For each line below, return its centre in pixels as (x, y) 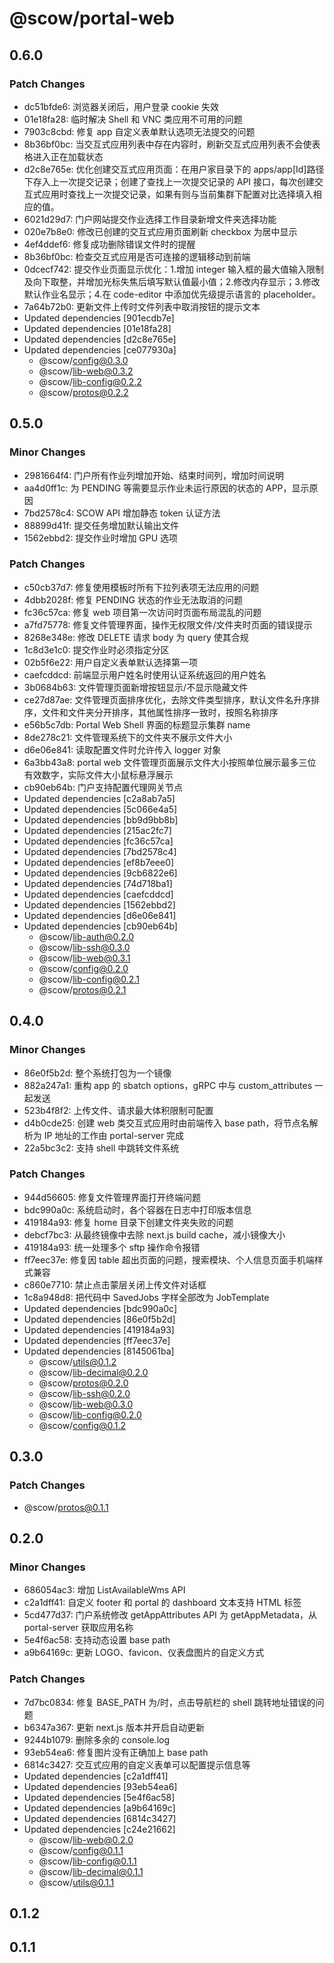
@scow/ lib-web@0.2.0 (86, 1839)
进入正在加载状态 (68, 156)
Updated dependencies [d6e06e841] (100, 915)
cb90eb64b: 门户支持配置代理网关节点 (103, 787)
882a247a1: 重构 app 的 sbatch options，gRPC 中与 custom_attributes (168, 1085)
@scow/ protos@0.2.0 (83, 1383)
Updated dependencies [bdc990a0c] (100, 1308)
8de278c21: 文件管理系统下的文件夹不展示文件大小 (128, 737)
